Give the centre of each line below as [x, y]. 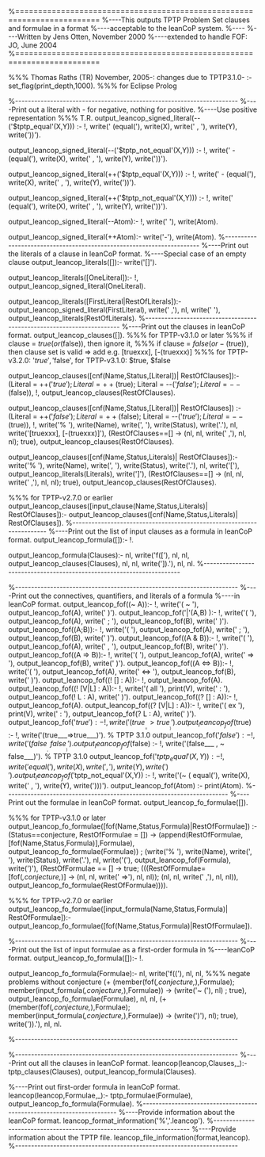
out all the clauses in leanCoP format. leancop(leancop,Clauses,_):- [138, 1063]
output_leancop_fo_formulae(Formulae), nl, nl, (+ [88, 998]
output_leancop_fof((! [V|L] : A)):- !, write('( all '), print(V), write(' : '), [119, 688]
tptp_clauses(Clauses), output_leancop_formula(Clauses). [102, 1071]
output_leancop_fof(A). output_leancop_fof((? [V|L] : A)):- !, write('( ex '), [127, 705]
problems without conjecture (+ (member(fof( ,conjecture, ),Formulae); [121, 982]
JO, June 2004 [32, 45]
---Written [25, 36]
